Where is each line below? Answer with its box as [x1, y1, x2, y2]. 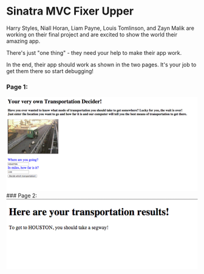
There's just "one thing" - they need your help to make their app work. [6, 49, 182, 56]
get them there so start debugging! [6, 67, 94, 74]
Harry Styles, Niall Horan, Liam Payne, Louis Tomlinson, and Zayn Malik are [6, 24, 194, 32]
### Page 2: [6, 192, 38, 199]
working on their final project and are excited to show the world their [6, 30, 178, 38]
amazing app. [6, 37, 41, 44]
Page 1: [6, 82, 29, 91]
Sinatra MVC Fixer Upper [6, 4, 134, 18]
